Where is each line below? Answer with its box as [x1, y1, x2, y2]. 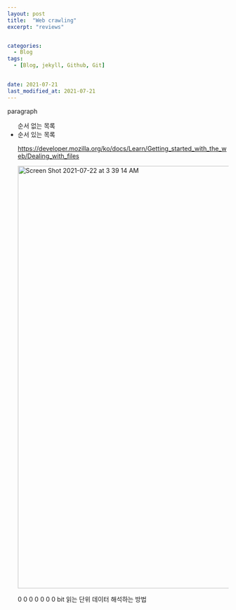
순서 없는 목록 [17, 121, 55, 130]
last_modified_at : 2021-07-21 [7, 87, 96, 95]
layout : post [7, 10, 46, 18]
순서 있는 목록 [17, 130, 55, 138]
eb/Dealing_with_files [17, 152, 79, 160]
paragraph [7, 107, 38, 115]
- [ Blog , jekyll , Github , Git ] [13, 62, 105, 69]
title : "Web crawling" [7, 17, 77, 24]
